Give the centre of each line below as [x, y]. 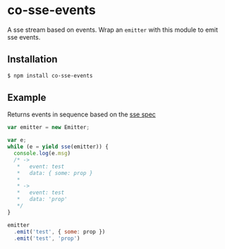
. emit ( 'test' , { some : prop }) [60, 231]
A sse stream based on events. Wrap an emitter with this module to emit [113, 30]
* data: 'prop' [42, 200]
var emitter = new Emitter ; [49, 128]
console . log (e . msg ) [42, 154]
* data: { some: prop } [55, 173]
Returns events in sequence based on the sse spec [82, 114]
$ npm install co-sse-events [50, 75]
